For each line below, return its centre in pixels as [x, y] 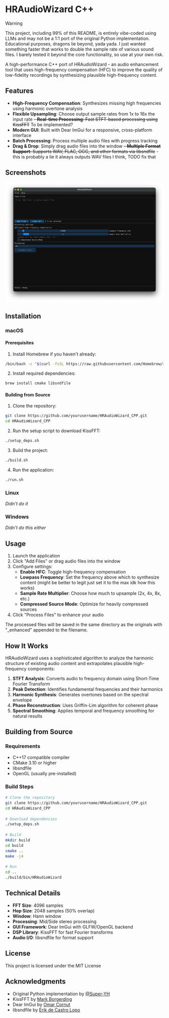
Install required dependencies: [44, 373]
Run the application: [33, 470]
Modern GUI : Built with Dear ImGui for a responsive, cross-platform [82, 130]
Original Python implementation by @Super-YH [61, 994]
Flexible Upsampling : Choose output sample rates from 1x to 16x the [83, 114]
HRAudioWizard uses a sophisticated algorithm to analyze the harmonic [79, 658]
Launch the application [36, 556]
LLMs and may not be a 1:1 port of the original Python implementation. [77, 38]
